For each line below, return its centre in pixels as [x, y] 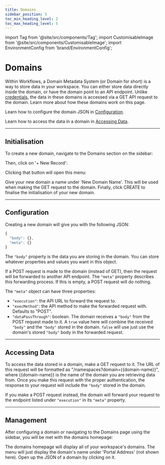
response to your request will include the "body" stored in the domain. [76, 385]
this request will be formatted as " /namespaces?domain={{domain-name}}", [82, 369]
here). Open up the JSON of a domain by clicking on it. [60, 457]
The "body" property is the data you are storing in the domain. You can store [82, 257]
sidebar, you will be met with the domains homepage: [59, 437]
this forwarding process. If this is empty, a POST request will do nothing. [78, 282]
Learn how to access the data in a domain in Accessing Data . [67, 122]
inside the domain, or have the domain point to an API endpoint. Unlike [76, 92]
